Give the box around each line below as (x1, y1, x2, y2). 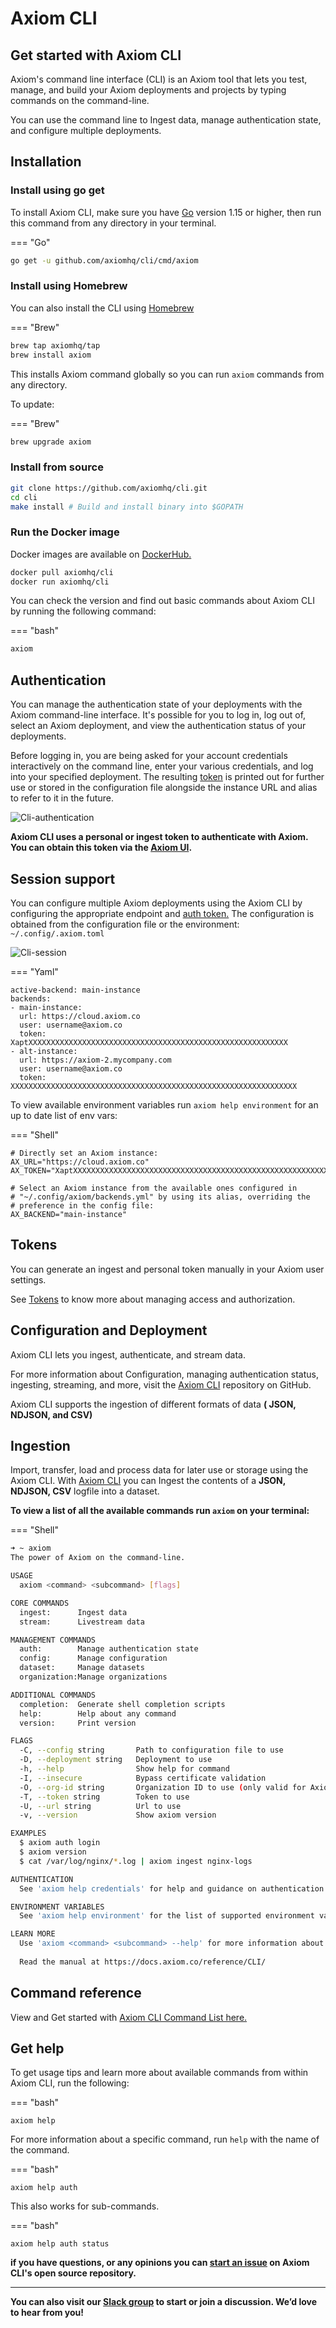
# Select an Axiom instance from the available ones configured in (10, 1183, 298, 1193)
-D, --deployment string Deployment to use (19, 1755, 213, 1765)
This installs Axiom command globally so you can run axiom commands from (10, 368, 325, 380)
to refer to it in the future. (10, 792, 114, 804)
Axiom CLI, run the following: (10, 2077, 130, 2089)
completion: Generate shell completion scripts (19, 1699, 226, 1709)
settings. (10, 1273, 47, 1286)
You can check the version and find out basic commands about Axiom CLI (10, 595, 315, 607)
